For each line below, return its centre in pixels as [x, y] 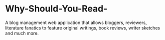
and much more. [22, 33]
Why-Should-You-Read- [56, 9]
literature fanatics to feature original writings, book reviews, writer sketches [83, 27]
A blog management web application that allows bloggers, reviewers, [76, 22]
